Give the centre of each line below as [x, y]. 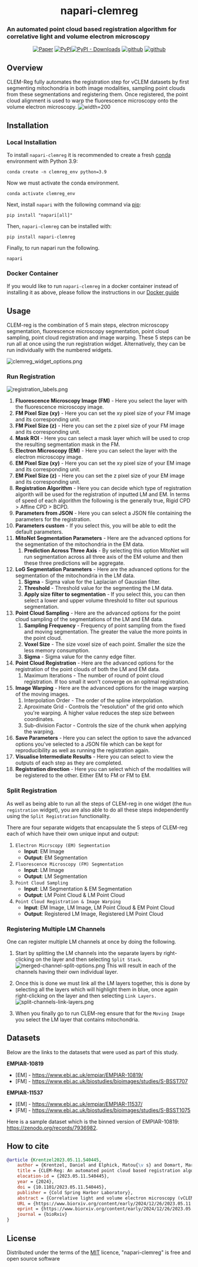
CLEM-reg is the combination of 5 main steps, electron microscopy [88, 325]
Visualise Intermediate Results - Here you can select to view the [94, 757]
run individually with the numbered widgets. [60, 350]
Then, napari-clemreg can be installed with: [59, 226]
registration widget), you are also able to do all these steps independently [98, 810]
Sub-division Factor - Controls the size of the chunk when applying [105, 725]
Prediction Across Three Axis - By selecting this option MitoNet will [106, 551]
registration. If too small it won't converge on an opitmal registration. [107, 682]
